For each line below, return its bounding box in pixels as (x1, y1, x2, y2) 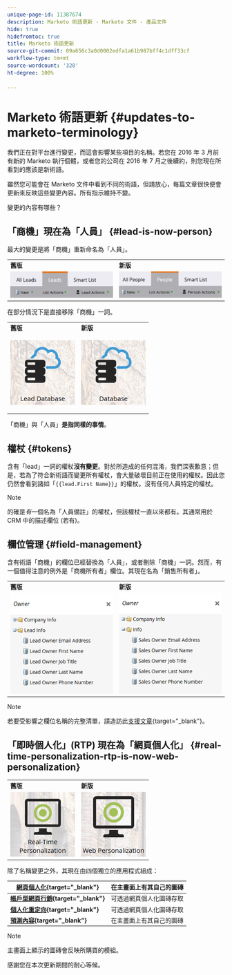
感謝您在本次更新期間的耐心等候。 (7, 960, 104, 969)
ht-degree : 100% (7, 69, 54, 76)
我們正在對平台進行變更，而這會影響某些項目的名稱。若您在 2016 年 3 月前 (7, 148, 220, 157)
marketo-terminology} (7, 124, 139, 140)
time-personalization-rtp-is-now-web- (7, 750, 180, 762)
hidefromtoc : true (7, 33, 60, 40)
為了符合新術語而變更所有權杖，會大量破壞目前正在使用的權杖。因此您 (25, 471, 225, 479)
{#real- (190, 739, 222, 751)
